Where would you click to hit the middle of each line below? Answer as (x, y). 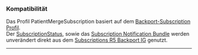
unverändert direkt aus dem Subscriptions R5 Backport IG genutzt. (87, 40)
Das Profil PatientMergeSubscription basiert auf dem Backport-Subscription (98, 22)
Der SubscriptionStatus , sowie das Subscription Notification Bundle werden (98, 34)
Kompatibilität (27, 9)
